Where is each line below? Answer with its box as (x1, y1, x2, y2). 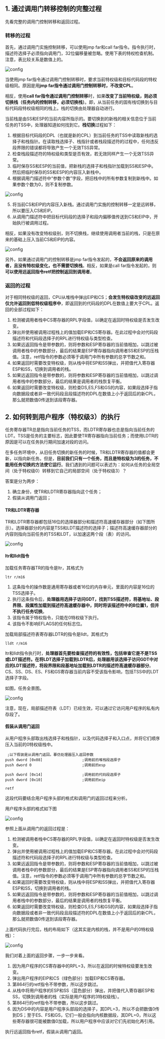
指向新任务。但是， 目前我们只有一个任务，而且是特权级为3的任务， (18, 456, 155, 462)
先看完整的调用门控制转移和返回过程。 (5, 19, 82, 25)
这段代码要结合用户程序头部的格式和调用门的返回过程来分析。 (5, 795, 130, 801)
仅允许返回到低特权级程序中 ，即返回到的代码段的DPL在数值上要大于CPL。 (5, 300, 156, 306)
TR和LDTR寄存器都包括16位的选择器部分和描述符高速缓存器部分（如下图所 (5, 519, 156, 525)
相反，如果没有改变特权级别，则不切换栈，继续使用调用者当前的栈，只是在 (5, 231, 156, 236)
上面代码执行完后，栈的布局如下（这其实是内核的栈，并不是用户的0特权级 (5, 926, 154, 932)
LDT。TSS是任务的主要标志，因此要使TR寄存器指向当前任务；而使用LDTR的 (5, 433, 159, 439)
